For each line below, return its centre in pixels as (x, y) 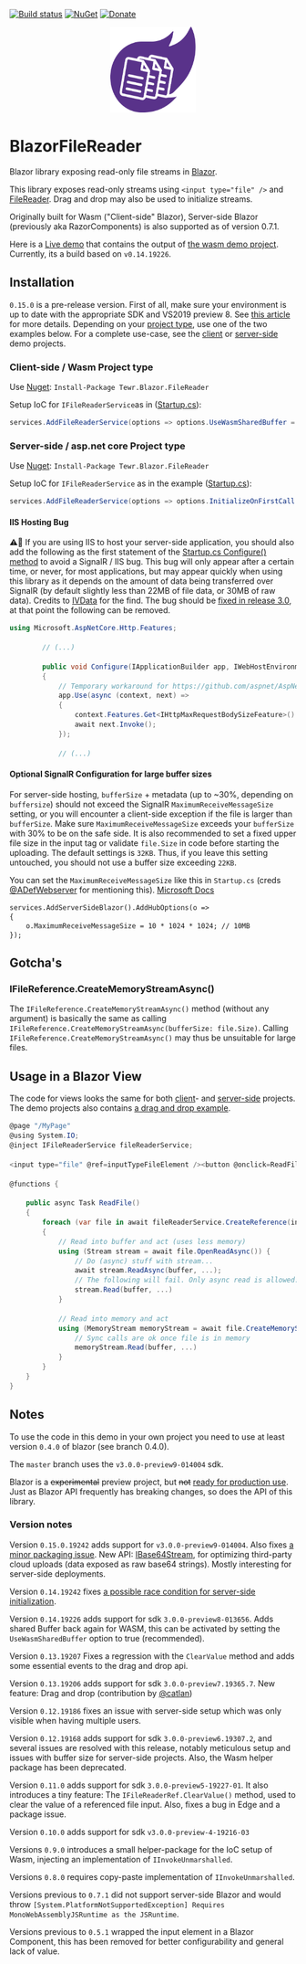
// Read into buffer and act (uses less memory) (152, 1241)
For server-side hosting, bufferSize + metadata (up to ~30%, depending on (152, 794)
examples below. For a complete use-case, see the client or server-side (144, 333)
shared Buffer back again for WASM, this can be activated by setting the (145, 1628)
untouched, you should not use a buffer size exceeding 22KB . (123, 862)
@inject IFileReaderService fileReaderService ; (102, 1146)
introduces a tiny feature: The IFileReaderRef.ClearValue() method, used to (153, 1794)
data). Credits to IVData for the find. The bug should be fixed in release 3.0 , (151, 601)
